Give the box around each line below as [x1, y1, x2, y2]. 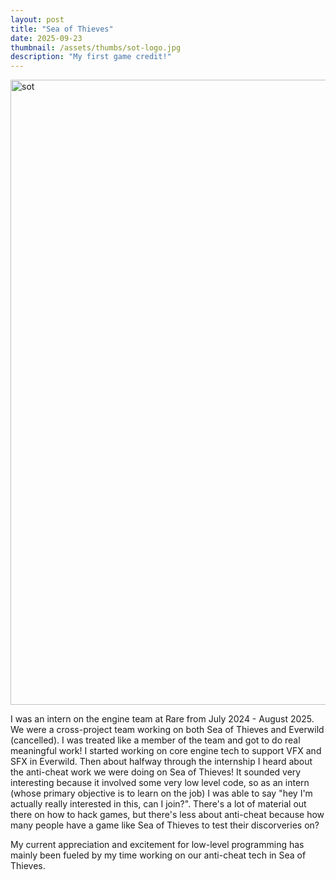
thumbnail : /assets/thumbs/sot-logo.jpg [10, 42, 182, 53]
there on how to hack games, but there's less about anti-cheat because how [10, 809, 325, 821]
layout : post [10, 14, 65, 25]
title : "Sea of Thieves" [10, 24, 114, 34]
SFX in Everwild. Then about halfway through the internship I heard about [10, 756, 313, 768]
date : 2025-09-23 [10, 33, 83, 43]
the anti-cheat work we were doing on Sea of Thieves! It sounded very [10, 766, 302, 778]
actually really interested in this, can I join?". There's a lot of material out [10, 798, 307, 810]
